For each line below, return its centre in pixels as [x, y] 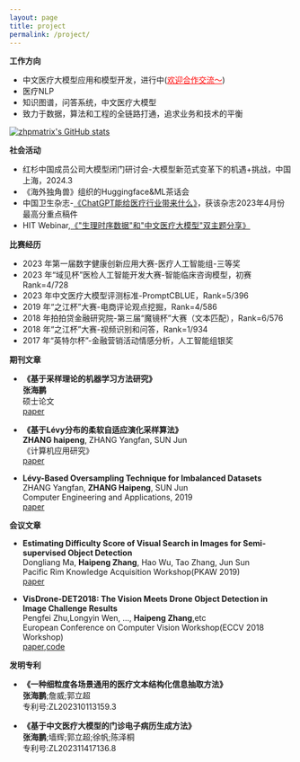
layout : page [34, 18]
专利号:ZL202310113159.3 [69, 707]
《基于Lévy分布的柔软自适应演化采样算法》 [102, 430]
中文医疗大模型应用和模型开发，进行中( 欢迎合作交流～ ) [124, 80]
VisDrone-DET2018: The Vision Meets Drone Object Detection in [145, 599]
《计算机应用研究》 [58, 451]
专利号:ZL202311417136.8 [69, 749]
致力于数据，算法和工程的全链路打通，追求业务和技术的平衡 [132, 114]
